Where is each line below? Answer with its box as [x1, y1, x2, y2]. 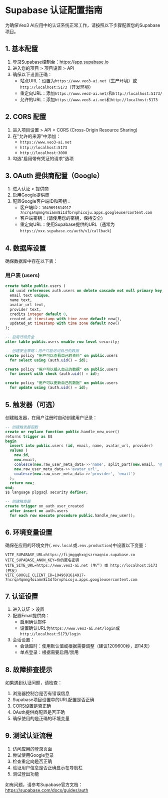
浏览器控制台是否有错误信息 [12, 690, 70, 696]
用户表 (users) [5, 272, 40, 279]
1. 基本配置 [5, 45, 38, 53]
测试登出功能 [12, 771, 39, 777]
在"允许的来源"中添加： [12, 133, 61, 139]
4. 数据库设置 [5, 244, 46, 252]
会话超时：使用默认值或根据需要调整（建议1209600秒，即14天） [19, 643, 152, 649]
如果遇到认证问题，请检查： [5, 680, 62, 686]
